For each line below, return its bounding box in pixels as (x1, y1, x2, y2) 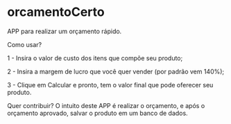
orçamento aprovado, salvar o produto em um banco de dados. (7, 109, 189, 117)
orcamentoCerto (7, 4, 105, 20)
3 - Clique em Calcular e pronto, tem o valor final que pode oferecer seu (7, 80, 214, 89)
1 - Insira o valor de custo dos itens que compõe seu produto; (7, 53, 183, 62)
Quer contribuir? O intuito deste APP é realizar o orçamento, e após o (7, 101, 205, 109)
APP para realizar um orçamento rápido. (7, 27, 122, 35)
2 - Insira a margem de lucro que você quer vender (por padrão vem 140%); (7, 67, 225, 76)
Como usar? (7, 40, 42, 48)
